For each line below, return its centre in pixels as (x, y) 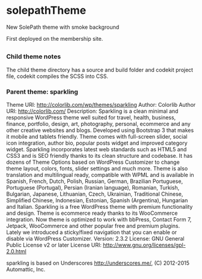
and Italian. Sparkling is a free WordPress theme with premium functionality (99, 207)
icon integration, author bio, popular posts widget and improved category (97, 143)
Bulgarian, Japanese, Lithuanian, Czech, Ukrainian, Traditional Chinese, (95, 194)
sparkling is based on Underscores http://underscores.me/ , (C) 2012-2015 (98, 263)
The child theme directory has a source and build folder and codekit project (100, 70)
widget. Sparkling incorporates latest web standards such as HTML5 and (96, 149)
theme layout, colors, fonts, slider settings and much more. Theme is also (97, 168)
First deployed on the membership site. (55, 38)
